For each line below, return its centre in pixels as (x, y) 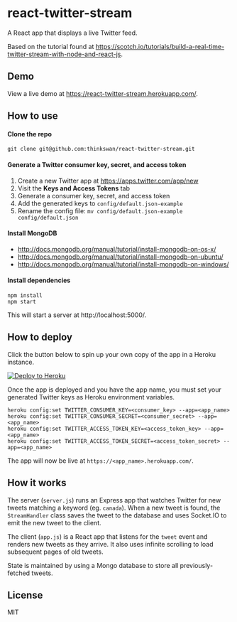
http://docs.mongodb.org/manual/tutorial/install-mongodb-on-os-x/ (117, 249)
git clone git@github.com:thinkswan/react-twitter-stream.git (101, 149)
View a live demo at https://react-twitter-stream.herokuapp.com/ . (103, 93)
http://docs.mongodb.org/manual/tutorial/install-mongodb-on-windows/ (123, 264)
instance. (21, 362)
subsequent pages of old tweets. (56, 552)
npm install (25, 295)
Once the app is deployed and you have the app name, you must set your (114, 390)
